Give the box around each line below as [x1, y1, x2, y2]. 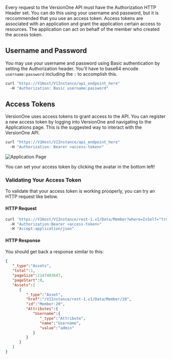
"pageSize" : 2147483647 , [12, 273, 63, 278]
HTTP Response [5, 237, 41, 243]
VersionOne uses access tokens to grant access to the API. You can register [5, 113, 166, 119]
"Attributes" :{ [26, 306, 58, 312]
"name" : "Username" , [39, 321, 81, 326]
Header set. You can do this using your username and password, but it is [5, 10, 159, 16]
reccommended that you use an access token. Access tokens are [5, 15, 143, 21]
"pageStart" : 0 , [12, 277, 45, 283]
